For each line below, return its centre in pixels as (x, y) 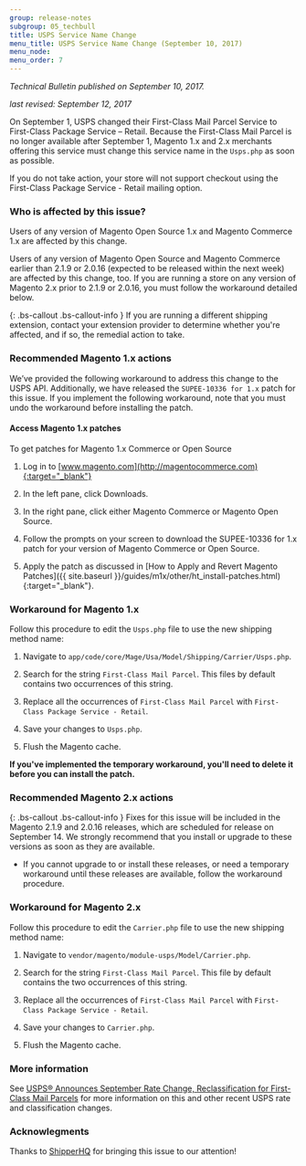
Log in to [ (42, 466)
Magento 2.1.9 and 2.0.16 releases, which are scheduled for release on (142, 827)
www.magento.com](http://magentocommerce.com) (159, 466)
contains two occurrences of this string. (98, 684)
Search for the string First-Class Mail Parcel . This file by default (147, 972)
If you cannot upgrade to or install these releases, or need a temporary (156, 865)
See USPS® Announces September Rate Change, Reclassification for (139, 1088)
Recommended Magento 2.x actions (91, 798)
